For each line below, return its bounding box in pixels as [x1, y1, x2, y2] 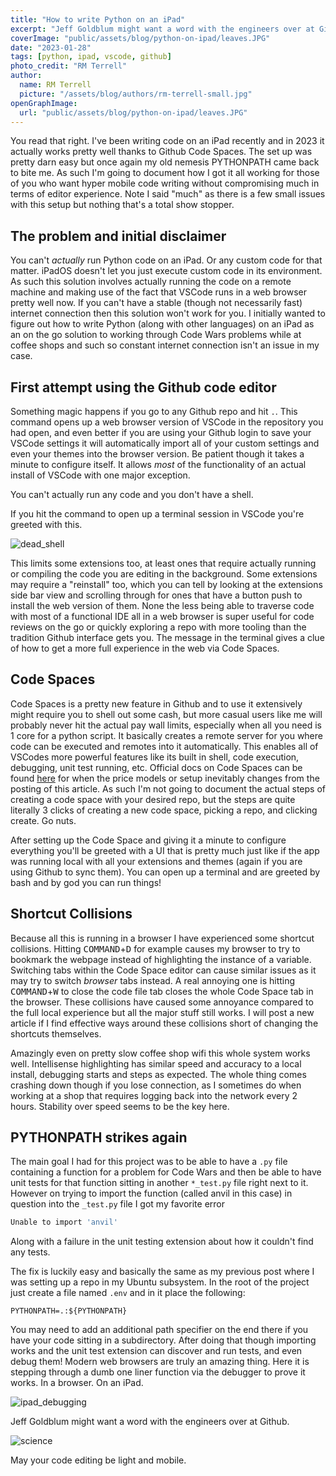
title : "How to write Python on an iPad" [10, 14, 186, 25]
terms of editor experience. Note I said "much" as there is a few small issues [10, 188, 326, 200]
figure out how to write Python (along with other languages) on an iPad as [10, 318, 315, 330]
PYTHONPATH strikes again [10, 1129, 188, 1146]
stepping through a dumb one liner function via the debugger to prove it [10, 1366, 306, 1378]
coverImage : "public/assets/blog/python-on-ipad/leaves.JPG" [10, 33, 271, 43]
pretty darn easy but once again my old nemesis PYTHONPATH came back [10, 156, 320, 168]
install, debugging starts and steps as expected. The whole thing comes [10, 1068, 307, 1080]
